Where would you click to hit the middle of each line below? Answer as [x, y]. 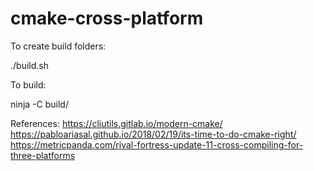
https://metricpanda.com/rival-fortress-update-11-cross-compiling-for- [157, 144]
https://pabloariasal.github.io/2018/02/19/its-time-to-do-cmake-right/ [153, 134]
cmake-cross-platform [107, 18]
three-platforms [43, 155]
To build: [28, 84]
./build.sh [29, 65]
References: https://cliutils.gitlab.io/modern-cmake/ [116, 123]
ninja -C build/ [39, 104]
